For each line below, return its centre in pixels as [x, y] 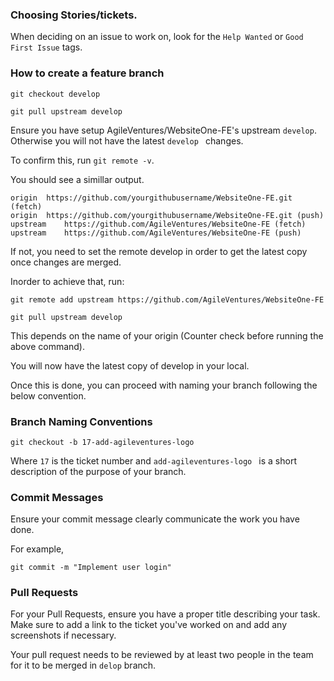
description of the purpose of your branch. [98, 471]
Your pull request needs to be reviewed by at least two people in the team [162, 655]
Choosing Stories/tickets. [74, 15]
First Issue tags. [46, 47]
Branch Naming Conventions [81, 421]
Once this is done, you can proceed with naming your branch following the [164, 385]
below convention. [48, 395]
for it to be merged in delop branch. [83, 665]
